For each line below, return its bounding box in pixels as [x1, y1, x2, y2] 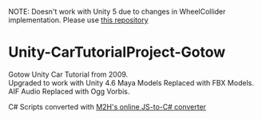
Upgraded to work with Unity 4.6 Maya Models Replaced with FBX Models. [8, 77, 254, 87]
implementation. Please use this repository [8, 15, 149, 25]
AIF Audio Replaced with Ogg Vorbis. [8, 86, 130, 96]
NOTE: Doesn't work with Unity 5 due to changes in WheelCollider [8, 7, 226, 16]
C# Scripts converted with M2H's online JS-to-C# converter [8, 101, 206, 111]
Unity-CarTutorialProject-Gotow [8, 43, 226, 61]
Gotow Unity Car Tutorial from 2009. [8, 69, 129, 79]
